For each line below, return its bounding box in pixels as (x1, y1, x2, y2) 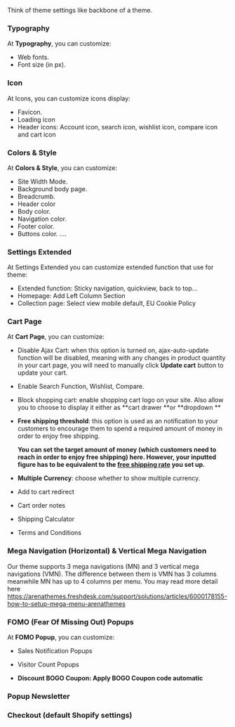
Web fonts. (17, 53, 49, 62)
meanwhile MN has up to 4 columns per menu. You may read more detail (7, 577, 218, 586)
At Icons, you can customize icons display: (7, 94, 131, 103)
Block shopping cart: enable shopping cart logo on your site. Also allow (17, 396, 224, 404)
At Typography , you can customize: (7, 39, 112, 48)
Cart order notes (17, 501, 65, 510)
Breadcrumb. (17, 192, 56, 200)
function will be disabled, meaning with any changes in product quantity (17, 354, 226, 362)
